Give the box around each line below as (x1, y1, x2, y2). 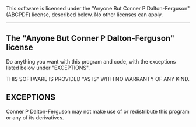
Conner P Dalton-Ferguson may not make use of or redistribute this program (6, 108, 190, 115)
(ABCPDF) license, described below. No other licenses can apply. (6, 11, 163, 18)
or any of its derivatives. (6, 114, 64, 121)
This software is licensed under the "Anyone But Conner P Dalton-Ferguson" (6, 5, 190, 12)
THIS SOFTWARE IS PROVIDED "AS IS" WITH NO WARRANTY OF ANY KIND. (6, 75, 190, 82)
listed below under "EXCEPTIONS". (6, 64, 90, 71)
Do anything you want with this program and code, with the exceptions (6, 58, 176, 65)
